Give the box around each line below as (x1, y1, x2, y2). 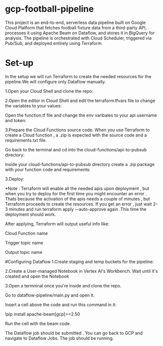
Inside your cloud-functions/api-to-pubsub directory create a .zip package (5, 161, 155, 167)
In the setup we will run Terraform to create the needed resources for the (5, 73, 152, 79)
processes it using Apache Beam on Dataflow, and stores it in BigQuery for (5, 30, 155, 36)
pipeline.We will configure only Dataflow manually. (5, 79, 106, 84)
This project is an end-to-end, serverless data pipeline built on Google (5, 20, 146, 25)
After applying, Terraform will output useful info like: (5, 221, 109, 226)
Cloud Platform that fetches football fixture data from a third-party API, (5, 24, 147, 30)
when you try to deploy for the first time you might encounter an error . (5, 190, 147, 196)
